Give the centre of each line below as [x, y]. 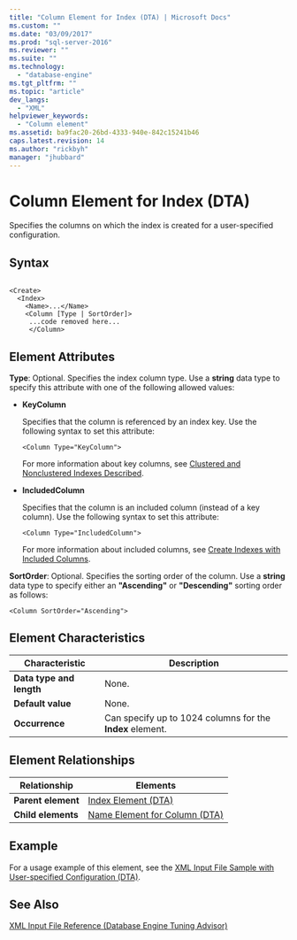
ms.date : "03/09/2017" [51, 34]
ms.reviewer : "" [39, 50]
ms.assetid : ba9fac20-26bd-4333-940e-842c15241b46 [104, 133]
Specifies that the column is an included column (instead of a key [141, 508]
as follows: [29, 595]
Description [194, 663]
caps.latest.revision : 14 [57, 141]
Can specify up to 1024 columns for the [188, 718]
